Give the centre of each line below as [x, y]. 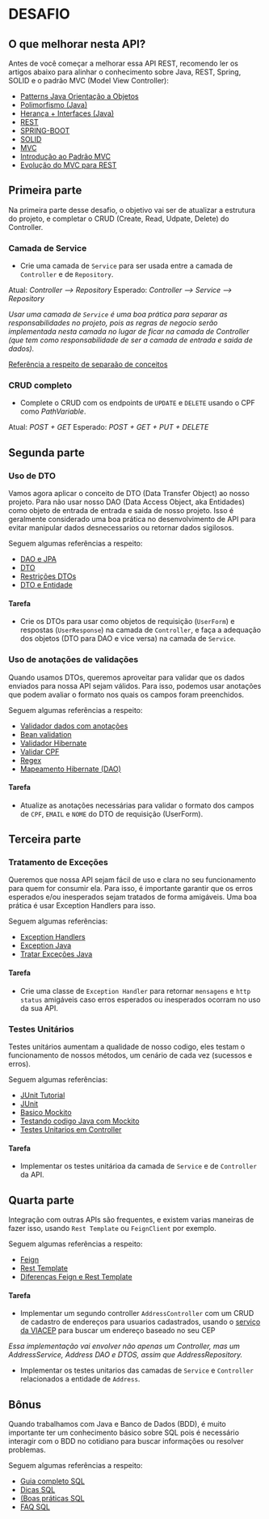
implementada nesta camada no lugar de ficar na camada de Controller [129, 332]
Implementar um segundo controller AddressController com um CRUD [137, 1313]
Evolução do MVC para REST [68, 165]
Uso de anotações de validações [74, 660]
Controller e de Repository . [67, 274]
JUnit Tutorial [42, 1095]
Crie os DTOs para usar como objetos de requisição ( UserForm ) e [127, 622]
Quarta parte [42, 1200]
